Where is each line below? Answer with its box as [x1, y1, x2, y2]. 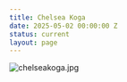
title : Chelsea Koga [9, 12, 87, 22]
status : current [9, 29, 70, 38]
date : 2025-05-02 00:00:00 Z [9, 21, 118, 30]
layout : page [9, 37, 58, 47]
